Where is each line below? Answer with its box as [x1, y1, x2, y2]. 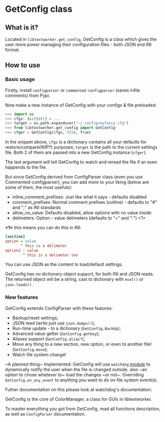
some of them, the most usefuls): [5, 185, 72, 190]
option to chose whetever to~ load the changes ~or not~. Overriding [5, 372, 144, 377]
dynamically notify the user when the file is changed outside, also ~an [5, 366, 148, 372]
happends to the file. [5, 164, 47, 170]
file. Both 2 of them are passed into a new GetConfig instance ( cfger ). [5, 149, 147, 155]
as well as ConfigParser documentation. [5, 411, 86, 417]
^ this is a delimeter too [23, 252, 78, 258]
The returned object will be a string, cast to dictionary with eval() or [5, 276, 144, 282]
